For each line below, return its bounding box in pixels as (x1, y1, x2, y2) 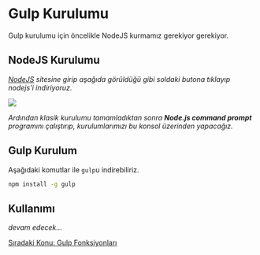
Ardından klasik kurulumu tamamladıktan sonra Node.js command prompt (8, 113, 252, 122)
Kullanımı (8, 201, 55, 215)
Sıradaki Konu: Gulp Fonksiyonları (8, 238, 117, 248)
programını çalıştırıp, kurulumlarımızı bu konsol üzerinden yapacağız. (8, 121, 234, 131)
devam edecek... (8, 223, 63, 232)
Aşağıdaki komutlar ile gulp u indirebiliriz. (8, 164, 139, 174)
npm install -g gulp (8, 180, 76, 188)
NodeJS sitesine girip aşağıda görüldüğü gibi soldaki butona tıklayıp (8, 74, 231, 83)
